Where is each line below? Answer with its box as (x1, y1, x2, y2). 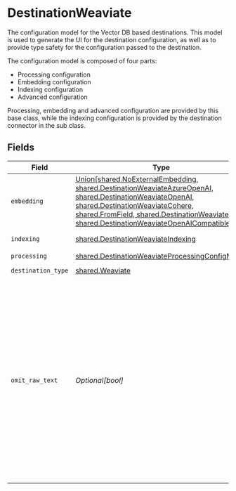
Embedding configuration (17, 77, 91, 86)
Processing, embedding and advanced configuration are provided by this (7, 106, 219, 114)
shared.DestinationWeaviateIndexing (74, 234, 197, 244)
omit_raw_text (11, 376, 58, 384)
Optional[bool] (74, 375, 124, 385)
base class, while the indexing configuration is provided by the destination (7, 114, 223, 122)
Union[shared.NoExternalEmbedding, (74, 174, 199, 184)
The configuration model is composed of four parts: (7, 56, 157, 65)
